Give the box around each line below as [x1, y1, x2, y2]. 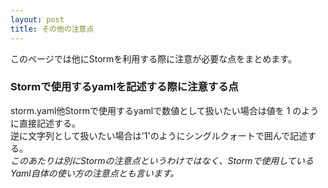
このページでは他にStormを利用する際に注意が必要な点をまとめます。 [10, 52, 297, 65]
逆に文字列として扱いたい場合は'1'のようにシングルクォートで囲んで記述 [10, 129, 308, 141]
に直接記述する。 [10, 117, 81, 129]
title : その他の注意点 [10, 24, 95, 34]
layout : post [10, 14, 65, 25]
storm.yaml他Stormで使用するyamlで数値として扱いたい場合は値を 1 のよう [10, 104, 320, 116]
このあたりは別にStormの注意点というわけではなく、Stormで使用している [10, 154, 314, 166]
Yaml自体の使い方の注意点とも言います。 [10, 167, 180, 179]
